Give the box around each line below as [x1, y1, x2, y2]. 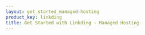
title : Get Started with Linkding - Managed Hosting [5, 20, 140, 26]
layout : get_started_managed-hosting [5, 8, 100, 15]
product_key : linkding [5, 14, 62, 20]
